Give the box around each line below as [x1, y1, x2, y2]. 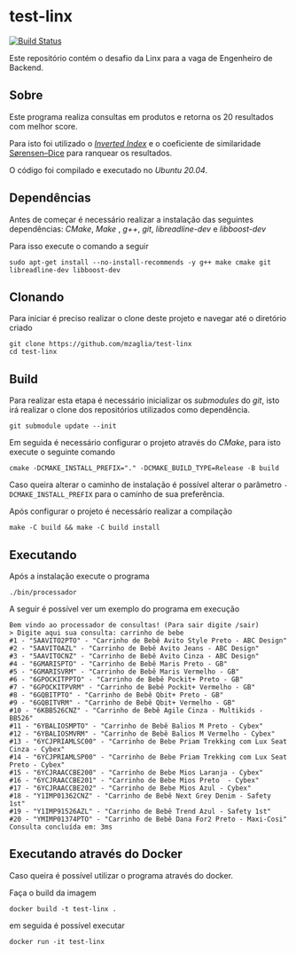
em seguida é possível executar [9, 920, 126, 931]
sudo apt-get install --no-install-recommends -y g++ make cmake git [9, 257, 272, 267]
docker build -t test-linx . [9, 904, 117, 913]
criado [9, 322, 33, 334]
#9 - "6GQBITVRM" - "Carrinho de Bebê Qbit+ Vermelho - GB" [9, 698, 237, 707]
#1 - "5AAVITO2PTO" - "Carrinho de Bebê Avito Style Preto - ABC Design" [9, 636, 288, 645]
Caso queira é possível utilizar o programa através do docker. [9, 870, 233, 880]
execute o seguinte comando [9, 446, 115, 458]
